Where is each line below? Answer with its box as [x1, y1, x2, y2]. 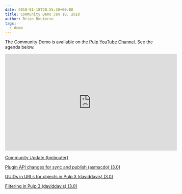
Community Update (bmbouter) [5, 155, 69, 161]
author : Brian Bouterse [5, 16, 54, 21]
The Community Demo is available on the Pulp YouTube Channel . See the [5, 39, 153, 45]
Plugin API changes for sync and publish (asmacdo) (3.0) [5, 164, 121, 170]
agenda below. [5, 44, 35, 50]
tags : [5, 21, 16, 26]
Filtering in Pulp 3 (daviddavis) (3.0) [5, 183, 78, 189]
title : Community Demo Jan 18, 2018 [5, 12, 80, 17]
